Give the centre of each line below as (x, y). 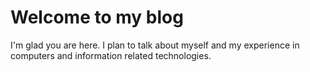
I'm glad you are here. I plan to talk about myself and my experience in (155, 45)
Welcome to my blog (97, 17)
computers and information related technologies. (111, 55)
